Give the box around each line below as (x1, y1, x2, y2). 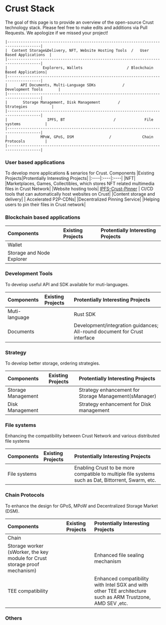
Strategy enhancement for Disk (79, 401, 152, 408)
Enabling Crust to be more (74, 464, 135, 471)
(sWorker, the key (7, 548, 49, 555)
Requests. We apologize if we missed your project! (5, 30, 109, 36)
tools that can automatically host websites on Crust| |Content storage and (5, 191, 155, 197)
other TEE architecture (94, 587, 147, 594)
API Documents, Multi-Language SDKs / (20, 83, 125, 87)
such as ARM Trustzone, (94, 593, 151, 600)
